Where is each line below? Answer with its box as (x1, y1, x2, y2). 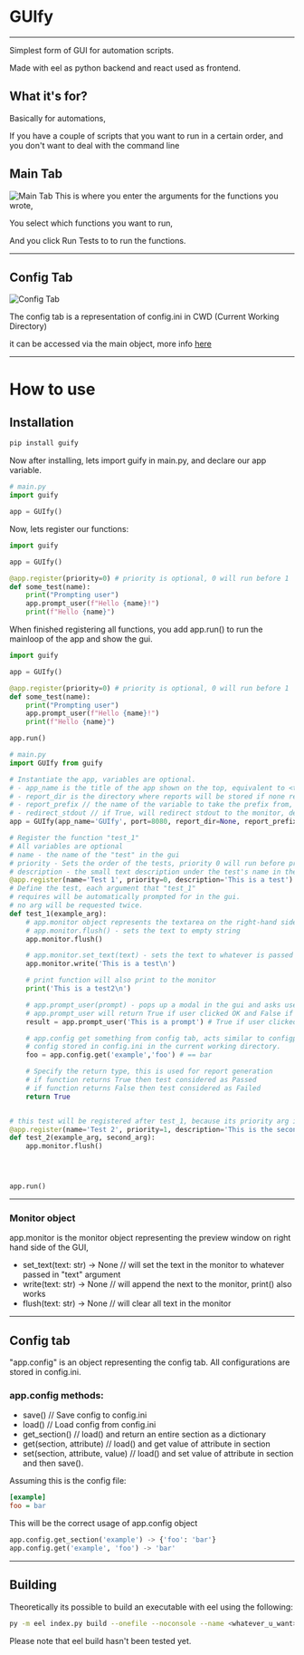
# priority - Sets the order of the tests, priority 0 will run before (9, 858, 285, 867)
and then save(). (22, 1457, 84, 1469)
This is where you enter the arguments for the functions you (54, 190, 279, 201)
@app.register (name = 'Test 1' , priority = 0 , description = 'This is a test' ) (9, 876, 294, 885)
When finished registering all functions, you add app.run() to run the (9, 624, 263, 634)
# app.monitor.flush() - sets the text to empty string (25, 926, 242, 935)
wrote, (9, 199, 33, 210)
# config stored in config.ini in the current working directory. (25, 1042, 281, 1051)
